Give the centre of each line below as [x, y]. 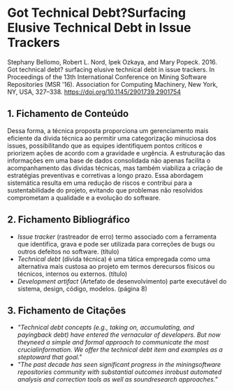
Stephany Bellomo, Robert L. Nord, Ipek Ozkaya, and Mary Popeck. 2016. [112, 62]
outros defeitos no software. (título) [68, 251]
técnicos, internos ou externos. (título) [72, 274]
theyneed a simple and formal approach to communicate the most [113, 342]
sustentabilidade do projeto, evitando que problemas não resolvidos [105, 190]
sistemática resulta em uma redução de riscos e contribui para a [100, 183]
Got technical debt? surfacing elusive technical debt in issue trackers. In [111, 69]
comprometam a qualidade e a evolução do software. [84, 197]
